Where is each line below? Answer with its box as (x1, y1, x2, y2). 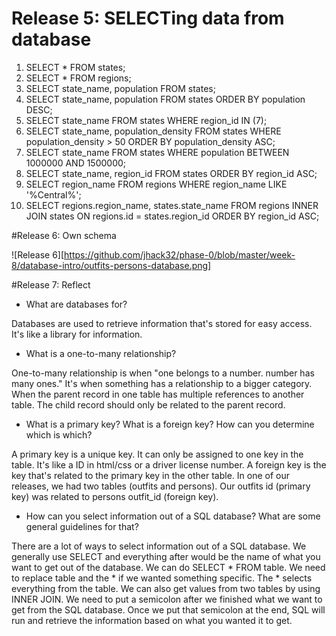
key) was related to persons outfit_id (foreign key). (11, 490, 219, 502)
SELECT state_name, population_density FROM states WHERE (25, 125, 282, 137)
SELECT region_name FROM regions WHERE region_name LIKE (25, 178, 288, 190)
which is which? (25, 428, 93, 441)
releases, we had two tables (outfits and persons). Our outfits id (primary (11, 480, 311, 492)
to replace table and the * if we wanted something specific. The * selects (11, 572, 313, 584)
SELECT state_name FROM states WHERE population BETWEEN (25, 146, 290, 158)
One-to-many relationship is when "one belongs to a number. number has (11, 367, 315, 379)
